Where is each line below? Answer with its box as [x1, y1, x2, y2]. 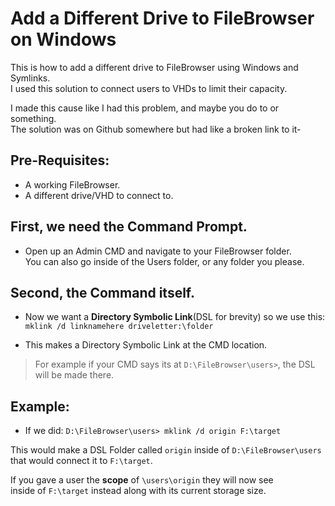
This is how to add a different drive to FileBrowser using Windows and [10, 61, 299, 73]
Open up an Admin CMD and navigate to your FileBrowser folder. [24, 245, 292, 257]
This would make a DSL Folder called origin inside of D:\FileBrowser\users [10, 444, 322, 456]
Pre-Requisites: [10, 152, 110, 169]
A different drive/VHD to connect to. [24, 189, 174, 201]
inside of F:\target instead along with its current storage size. [10, 485, 267, 497]
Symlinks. [10, 72, 51, 84]
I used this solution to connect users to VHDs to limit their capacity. [10, 82, 288, 94]
